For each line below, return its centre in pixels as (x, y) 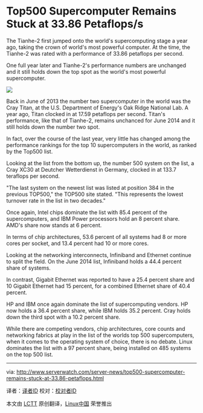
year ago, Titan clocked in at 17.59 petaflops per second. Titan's (86, 114)
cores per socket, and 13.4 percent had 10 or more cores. (78, 243)
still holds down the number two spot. (53, 127)
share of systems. (29, 268)
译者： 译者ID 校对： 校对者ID (41, 391)
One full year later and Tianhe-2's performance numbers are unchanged (96, 65)
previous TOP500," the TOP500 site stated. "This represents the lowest (95, 194)
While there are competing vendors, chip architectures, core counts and (96, 328)
